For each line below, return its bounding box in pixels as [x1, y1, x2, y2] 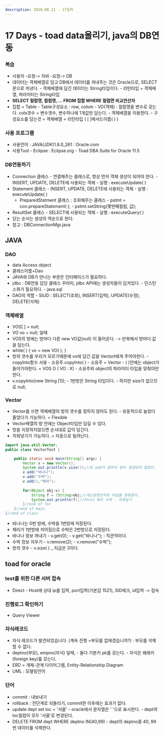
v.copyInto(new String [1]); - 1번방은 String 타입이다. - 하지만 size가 [12, 378, 145, 383]
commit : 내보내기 [12, 694, 47, 700]
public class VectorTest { [5, 447, 60, 452]
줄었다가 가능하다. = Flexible [12, 414, 68, 420]
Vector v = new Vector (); [23, 461, 76, 466]
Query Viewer [12, 613, 40, 618]
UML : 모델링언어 [12, 668, 46, 674]
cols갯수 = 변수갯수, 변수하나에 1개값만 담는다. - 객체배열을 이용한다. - [19, 110, 153, 116]
